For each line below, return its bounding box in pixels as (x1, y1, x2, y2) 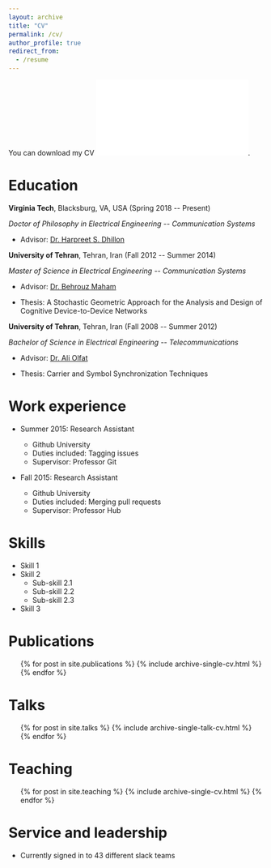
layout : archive (8, 13, 63, 21)
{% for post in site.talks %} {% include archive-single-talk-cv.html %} (19, 722, 252, 733)
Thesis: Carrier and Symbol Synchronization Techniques (19, 369, 209, 378)
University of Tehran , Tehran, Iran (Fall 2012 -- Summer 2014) (8, 250, 217, 259)
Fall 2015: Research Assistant (19, 472, 118, 482)
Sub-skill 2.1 (32, 578, 73, 588)
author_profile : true (8, 39, 82, 47)
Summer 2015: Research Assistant (19, 424, 135, 434)
